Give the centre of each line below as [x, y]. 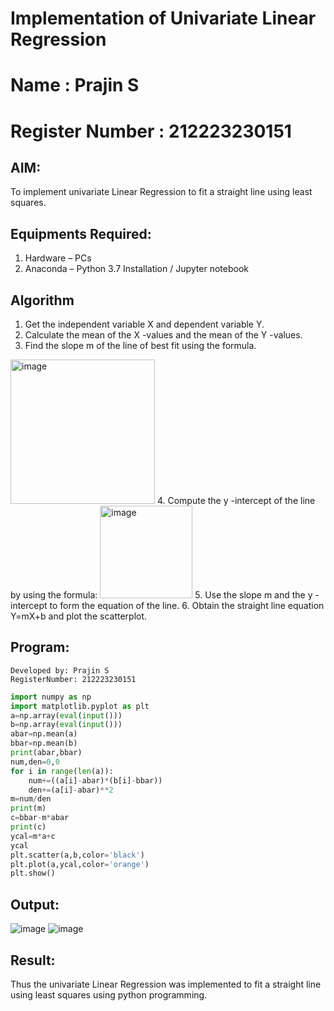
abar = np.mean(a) [44, 734]
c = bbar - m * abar [40, 818]
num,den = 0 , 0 [35, 762]
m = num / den [31, 799]
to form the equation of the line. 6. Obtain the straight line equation [187, 605]
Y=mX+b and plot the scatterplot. [79, 616]
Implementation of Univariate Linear [163, 18]
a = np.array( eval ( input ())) [66, 715]
